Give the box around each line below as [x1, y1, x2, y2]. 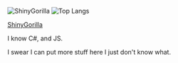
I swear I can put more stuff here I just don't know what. [7, 48, 172, 56]
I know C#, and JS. [7, 34, 63, 42]
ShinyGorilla [7, 21, 43, 28]
